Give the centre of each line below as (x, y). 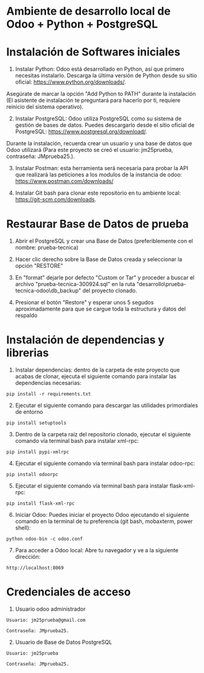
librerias (28, 353)
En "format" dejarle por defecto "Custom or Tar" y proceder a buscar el (105, 278)
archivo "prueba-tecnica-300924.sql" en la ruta (75, 284)
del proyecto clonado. (110, 290)
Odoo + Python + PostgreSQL (82, 24)
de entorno (29, 412)
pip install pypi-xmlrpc (38, 452)
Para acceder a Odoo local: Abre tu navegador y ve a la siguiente (97, 550)
